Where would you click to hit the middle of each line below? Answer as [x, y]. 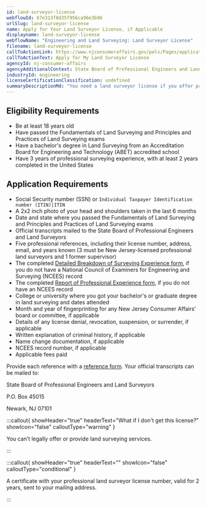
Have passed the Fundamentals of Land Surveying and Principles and [103, 132]
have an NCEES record [44, 289]
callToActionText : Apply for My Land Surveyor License [78, 58]
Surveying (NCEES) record [49, 276]
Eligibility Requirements [53, 111]
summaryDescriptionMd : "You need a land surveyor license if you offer [100, 87]
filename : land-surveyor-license [49, 47]
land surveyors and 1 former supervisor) [66, 256]
